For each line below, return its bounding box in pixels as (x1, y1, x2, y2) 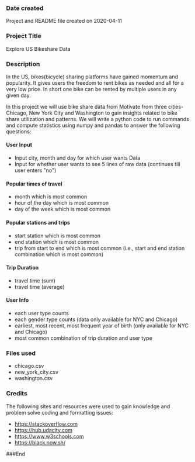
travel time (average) (14, 283, 65, 290)
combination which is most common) (14, 250, 104, 258)
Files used (6, 349, 36, 357)
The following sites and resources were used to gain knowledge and (6, 402, 170, 410)
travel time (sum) (14, 277, 55, 284)
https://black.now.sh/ (14, 439, 66, 446)
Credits (6, 389, 27, 398)
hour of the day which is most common (14, 199, 109, 206)
